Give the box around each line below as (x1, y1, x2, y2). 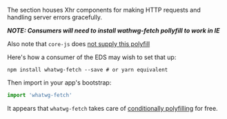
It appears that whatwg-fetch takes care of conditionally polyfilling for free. (7, 104, 219, 112)
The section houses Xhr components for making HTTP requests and (7, 6, 201, 14)
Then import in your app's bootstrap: (7, 78, 112, 87)
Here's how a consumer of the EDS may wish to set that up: (7, 53, 177, 61)
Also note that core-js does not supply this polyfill (7, 40, 150, 47)
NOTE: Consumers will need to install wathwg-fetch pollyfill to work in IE (7, 27, 220, 34)
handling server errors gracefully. (7, 13, 102, 21)
